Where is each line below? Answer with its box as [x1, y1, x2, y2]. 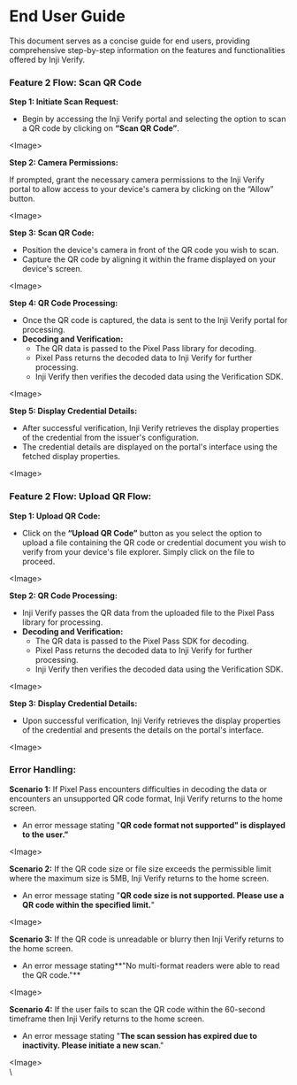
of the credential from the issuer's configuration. [21, 432, 199, 443]
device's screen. [21, 264, 83, 274]
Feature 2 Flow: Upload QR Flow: [9, 490, 152, 503]
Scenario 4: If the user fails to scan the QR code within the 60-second [9, 1004, 265, 1014]
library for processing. [21, 617, 103, 627]
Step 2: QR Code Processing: [9, 590, 118, 601]
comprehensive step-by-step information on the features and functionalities [9, 44, 286, 55]
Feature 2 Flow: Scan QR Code [9, 76, 142, 88]
